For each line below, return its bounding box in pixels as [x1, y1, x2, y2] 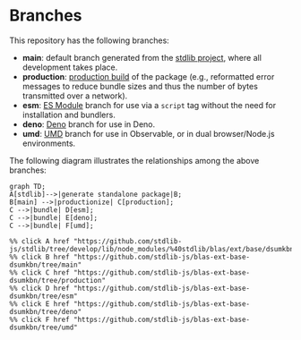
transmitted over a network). [21, 90, 128, 101]
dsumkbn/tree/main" [9, 260, 82, 269]
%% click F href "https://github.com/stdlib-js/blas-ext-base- [9, 315, 251, 324]
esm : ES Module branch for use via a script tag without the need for [21, 99, 276, 110]
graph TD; [9, 182, 47, 191]
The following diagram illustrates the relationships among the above [9, 155, 260, 166]
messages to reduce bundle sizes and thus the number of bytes [21, 81, 258, 91]
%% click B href [9, 252, 70, 261]
